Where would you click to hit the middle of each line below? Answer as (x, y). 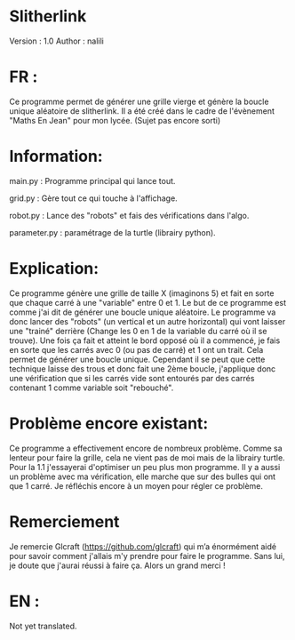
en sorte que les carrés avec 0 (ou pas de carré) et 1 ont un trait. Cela (136, 349)
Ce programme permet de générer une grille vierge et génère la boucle (139, 101)
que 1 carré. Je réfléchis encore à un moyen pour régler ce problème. (136, 485)
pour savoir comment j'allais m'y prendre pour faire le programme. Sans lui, (147, 556)
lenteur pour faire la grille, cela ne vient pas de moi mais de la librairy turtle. (147, 457)
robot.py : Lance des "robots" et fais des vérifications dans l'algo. (129, 215)
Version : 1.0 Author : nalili (56, 41)
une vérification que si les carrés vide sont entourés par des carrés (132, 378)
